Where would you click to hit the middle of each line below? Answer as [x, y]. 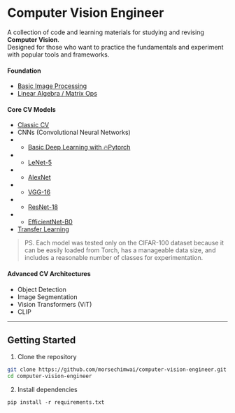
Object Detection [42, 289]
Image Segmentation [47, 297]
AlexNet [39, 177]
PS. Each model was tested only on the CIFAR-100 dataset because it [124, 243]
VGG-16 [39, 192]
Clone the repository [47, 357]
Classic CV [33, 125]
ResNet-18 [43, 207]
